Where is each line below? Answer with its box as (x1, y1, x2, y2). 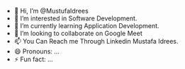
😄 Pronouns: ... (13, 47, 60, 56)
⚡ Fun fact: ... (13, 55, 53, 63)
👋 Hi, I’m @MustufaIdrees (13, 7, 89, 15)
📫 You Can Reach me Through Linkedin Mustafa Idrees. (13, 37, 179, 45)
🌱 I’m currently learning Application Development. (13, 22, 159, 30)
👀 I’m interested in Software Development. (13, 14, 138, 23)
